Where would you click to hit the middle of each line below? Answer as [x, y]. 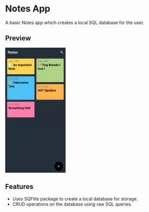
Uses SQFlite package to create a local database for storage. [75, 198]
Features [19, 187]
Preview [18, 38]
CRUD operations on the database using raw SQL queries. [72, 204]
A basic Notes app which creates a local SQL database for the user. [75, 22]
